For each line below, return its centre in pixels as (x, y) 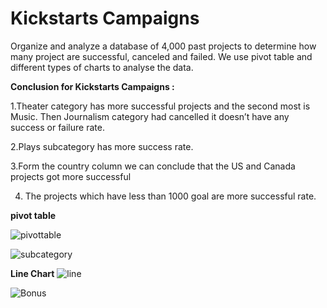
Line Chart (32, 273)
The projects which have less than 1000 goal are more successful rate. (170, 196)
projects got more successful (71, 176)
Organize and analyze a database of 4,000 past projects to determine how (163, 46)
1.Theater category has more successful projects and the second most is (160, 106)
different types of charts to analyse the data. (102, 67)
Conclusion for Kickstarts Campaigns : (92, 86)
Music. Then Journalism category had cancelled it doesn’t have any (150, 116)
